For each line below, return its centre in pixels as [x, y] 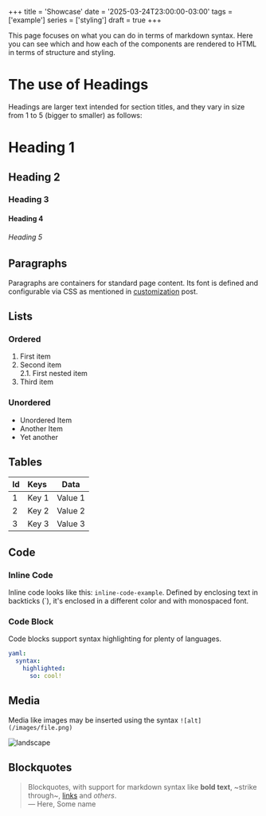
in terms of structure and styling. [62, 52]
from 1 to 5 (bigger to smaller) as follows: [75, 115]
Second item [41, 365]
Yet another [39, 437]
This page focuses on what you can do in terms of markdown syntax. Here [131, 36]
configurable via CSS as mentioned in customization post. [103, 291]
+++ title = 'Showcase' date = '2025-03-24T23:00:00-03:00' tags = [121, 12]
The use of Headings [78, 85]
